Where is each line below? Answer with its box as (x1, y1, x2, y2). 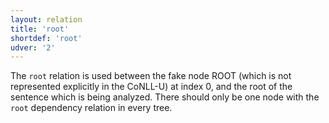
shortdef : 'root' (10, 33, 83, 43)
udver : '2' (10, 42, 56, 53)
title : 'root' (10, 24, 70, 34)
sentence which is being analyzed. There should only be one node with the (10, 91, 320, 103)
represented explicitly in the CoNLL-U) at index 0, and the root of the (10, 81, 293, 93)
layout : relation (10, 14, 83, 25)
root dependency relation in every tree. (10, 102, 173, 114)
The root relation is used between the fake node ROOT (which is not (10, 70, 292, 82)
